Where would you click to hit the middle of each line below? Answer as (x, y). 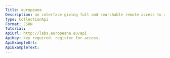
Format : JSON (19, 24)
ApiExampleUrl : (21, 43)
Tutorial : (16, 29)
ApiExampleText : (22, 47)
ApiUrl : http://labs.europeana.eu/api (46, 33)
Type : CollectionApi (27, 19)
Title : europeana (24, 10)
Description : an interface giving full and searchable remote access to (83, 15)
